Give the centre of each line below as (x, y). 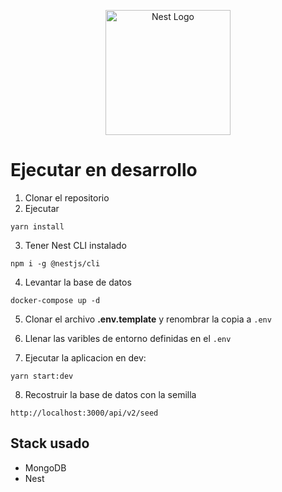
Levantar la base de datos (78, 282)
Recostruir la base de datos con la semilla (110, 394)
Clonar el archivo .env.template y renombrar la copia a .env (148, 319)
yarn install (37, 226)
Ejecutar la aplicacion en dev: (85, 357)
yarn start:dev (42, 376)
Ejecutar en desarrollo (104, 170)
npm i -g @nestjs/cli (55, 263)
